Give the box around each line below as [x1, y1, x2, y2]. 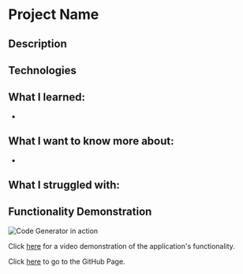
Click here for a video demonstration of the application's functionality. [8, 241, 235, 250]
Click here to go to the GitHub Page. [8, 257, 125, 266]
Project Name [8, 6, 99, 24]
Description [8, 37, 67, 51]
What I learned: [8, 91, 85, 104]
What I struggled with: [8, 178, 120, 191]
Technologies [8, 63, 77, 77]
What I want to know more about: [8, 134, 174, 148]
